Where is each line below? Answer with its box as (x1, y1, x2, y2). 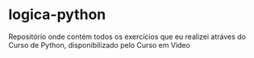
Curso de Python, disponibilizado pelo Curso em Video (8, 40, 191, 49)
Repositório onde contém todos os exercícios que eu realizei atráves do (8, 32, 246, 41)
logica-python (8, 6, 106, 24)
